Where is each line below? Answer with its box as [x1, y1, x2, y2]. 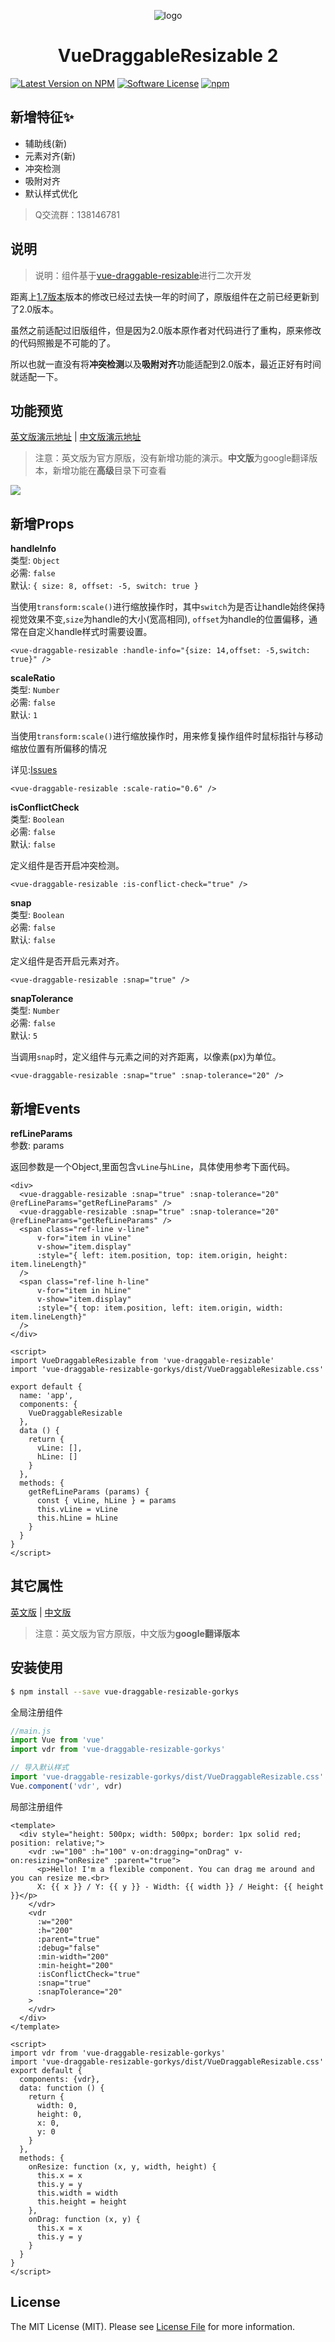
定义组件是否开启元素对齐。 [10, 955, 125, 967]
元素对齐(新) [24, 150, 77, 162]
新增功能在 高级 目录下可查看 [52, 465, 167, 477]
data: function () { [19, 2083, 105, 2093]
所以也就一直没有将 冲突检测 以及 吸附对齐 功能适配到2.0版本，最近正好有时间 [10, 358, 322, 370]
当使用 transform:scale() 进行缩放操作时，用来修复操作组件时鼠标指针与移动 [10, 730, 323, 742]
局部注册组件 [10, 1800, 63, 1812]
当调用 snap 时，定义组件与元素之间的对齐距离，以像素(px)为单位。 [10, 1051, 282, 1063]
